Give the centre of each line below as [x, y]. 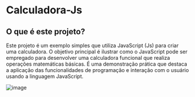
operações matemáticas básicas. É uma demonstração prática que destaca [97, 64]
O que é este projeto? [46, 32]
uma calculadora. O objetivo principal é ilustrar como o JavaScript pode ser [97, 52]
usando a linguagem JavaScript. [45, 76]
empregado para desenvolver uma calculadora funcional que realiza [88, 58]
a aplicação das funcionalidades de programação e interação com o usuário [97, 70]
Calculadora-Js [44, 10]
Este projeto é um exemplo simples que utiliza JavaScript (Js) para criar [93, 45]
